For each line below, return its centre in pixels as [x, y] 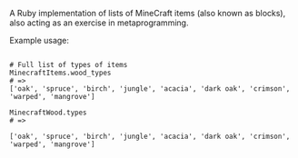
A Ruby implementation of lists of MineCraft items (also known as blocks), [148, 13]
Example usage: [40, 40]
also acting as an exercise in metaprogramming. [99, 23]
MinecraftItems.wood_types [60, 73]
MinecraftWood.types [49, 113]
